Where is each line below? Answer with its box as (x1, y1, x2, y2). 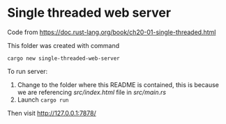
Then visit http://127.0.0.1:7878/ (7, 109, 96, 117)
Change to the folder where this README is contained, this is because (17, 80, 220, 88)
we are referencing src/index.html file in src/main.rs (17, 88, 166, 96)
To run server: (7, 67, 48, 75)
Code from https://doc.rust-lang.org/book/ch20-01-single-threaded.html (7, 28, 216, 36)
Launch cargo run (17, 95, 69, 104)
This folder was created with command (7, 41, 120, 49)
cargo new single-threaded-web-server (7, 54, 120, 62)
